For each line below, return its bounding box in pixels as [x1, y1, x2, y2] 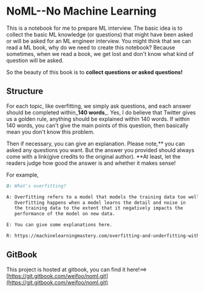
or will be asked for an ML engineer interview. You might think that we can [6, 37, 191, 44]
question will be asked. [6, 57, 64, 64]
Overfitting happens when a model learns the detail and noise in [14, 200, 186, 206]
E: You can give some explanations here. [6, 222, 113, 228]
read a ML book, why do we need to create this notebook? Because [6, 44, 175, 51]
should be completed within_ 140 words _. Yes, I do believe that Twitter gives [6, 108, 196, 116]
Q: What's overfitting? [6, 182, 67, 189]
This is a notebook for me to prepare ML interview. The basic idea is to [6, 24, 183, 32]
